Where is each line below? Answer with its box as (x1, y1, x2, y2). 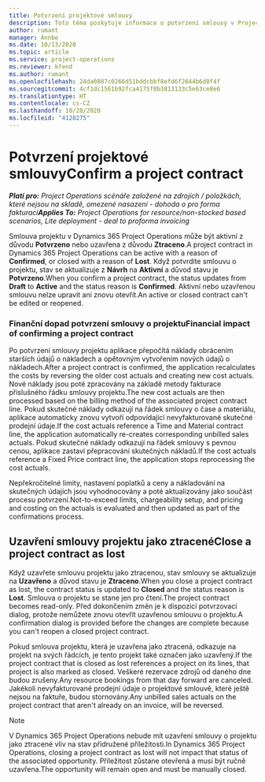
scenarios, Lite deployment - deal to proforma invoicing (9, 216, 190, 225)
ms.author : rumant (9, 70, 69, 78)
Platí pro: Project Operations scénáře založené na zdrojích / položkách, (9, 191, 242, 200)
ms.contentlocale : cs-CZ (9, 99, 90, 107)
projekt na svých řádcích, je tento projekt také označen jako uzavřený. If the (9, 650, 252, 659)
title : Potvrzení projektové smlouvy (9, 11, 133, 20)
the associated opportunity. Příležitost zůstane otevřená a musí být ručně (9, 756, 246, 765)
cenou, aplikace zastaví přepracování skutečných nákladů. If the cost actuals (9, 446, 256, 456)
